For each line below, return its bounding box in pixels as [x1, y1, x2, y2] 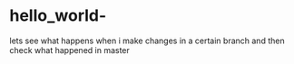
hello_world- [9, 5, 107, 26]
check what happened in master [9, 44, 130, 55]
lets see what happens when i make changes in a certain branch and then [9, 35, 285, 46]
